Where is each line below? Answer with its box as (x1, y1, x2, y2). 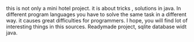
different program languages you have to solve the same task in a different (6, 11, 187, 18)
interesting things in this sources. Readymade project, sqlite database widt (6, 23, 187, 30)
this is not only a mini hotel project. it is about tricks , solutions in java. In (6, 5, 181, 12)
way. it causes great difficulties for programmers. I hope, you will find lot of (6, 17, 188, 24)
